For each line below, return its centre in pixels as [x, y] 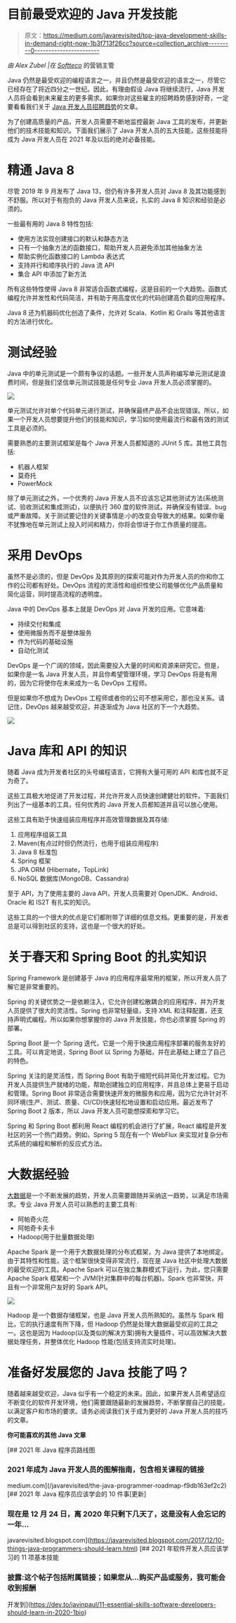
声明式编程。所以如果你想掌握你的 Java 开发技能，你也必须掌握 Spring [115, 1019]
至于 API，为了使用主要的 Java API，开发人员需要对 [82, 893]
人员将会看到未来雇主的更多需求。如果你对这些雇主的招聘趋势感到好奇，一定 [118, 98]
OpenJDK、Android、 [189, 893]
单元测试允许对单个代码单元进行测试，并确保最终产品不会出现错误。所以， [115, 410]
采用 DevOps [45, 555]
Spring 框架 [34, 861]
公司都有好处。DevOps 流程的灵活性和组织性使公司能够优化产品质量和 [121, 585]
